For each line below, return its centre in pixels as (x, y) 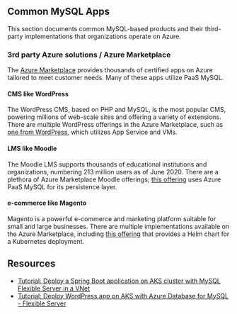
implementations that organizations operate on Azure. (103, 36)
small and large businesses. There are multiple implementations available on (118, 226)
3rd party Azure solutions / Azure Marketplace (89, 55)
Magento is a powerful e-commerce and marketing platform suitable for (112, 218)
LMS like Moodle (32, 148)
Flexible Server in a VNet (54, 288)
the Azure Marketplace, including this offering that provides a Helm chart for (118, 234)
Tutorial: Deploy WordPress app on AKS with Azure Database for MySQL (123, 296)
